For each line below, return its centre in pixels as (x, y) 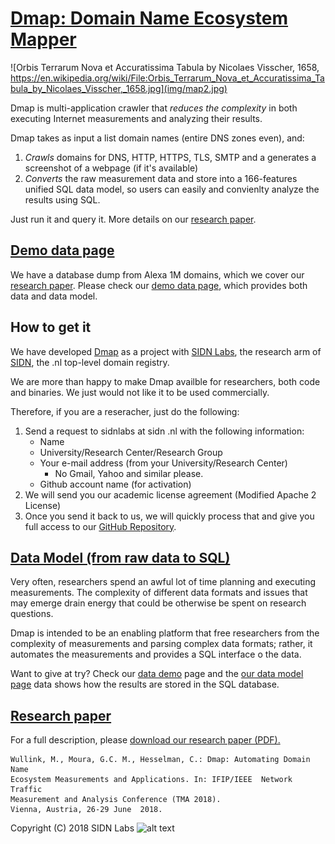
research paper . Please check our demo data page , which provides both (159, 285)
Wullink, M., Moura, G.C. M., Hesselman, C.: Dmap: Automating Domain (160, 760)
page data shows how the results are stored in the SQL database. (145, 684)
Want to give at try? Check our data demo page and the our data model (157, 674)
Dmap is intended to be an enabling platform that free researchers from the (165, 633)
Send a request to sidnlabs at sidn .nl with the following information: (164, 431)
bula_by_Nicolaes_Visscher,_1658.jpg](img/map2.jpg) (119, 88)
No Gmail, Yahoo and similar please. (129, 473)
